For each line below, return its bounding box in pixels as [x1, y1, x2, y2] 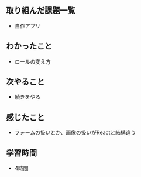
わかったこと [6, 41, 53, 51]
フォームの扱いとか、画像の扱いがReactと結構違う [14, 129, 136, 136]
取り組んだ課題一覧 [6, 5, 75, 16]
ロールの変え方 [14, 58, 51, 65]
